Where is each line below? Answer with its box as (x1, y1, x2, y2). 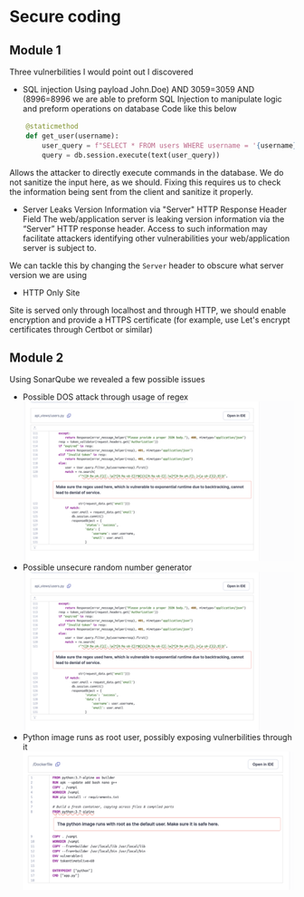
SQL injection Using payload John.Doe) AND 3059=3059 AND (22, 84, 255, 94)
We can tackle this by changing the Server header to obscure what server (9, 260, 284, 271)
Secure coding (9, 6, 121, 27)
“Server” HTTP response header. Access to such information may (22, 223, 269, 234)
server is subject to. (22, 242, 97, 253)
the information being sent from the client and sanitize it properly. (9, 186, 253, 197)
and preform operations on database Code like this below (22, 103, 237, 114)
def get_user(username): (25, 131, 119, 140)
